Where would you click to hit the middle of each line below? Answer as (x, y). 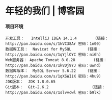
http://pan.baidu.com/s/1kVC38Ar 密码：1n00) (53, 44)
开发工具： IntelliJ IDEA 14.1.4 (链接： (57, 39)
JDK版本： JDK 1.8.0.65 (31, 82)
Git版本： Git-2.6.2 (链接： (55, 87)
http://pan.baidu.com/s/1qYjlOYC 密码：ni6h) (53, 55)
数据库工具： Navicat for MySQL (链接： (53, 49)
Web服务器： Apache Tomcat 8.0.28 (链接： (56, 60)
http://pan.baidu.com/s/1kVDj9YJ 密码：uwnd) (53, 66)
